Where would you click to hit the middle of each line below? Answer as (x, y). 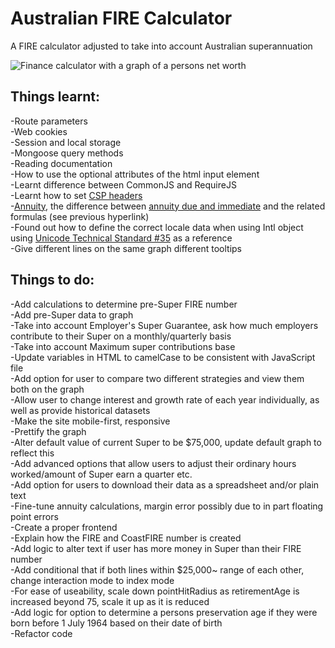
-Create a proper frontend (64, 527)
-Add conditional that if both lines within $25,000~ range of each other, (157, 569)
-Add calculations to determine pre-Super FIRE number (124, 304)
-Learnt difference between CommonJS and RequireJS (123, 184)
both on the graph (47, 389)
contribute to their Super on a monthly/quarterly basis (121, 336)
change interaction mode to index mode (92, 580)
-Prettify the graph (48, 431)
